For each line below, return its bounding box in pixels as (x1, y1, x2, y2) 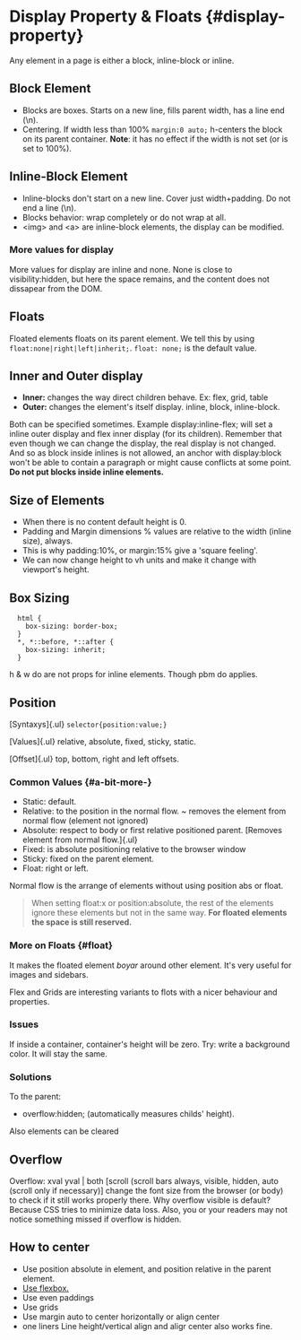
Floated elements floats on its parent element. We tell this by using (9, 333, 255, 344)
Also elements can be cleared (9, 1126, 119, 1136)
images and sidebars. (9, 969, 90, 979)
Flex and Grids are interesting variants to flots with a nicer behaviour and (9, 987, 278, 997)
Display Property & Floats (9, 6, 202, 27)
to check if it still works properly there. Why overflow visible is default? (9, 1195, 271, 1205)
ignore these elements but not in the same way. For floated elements (30, 908, 288, 918)
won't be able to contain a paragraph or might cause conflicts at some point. (9, 457, 292, 468)
